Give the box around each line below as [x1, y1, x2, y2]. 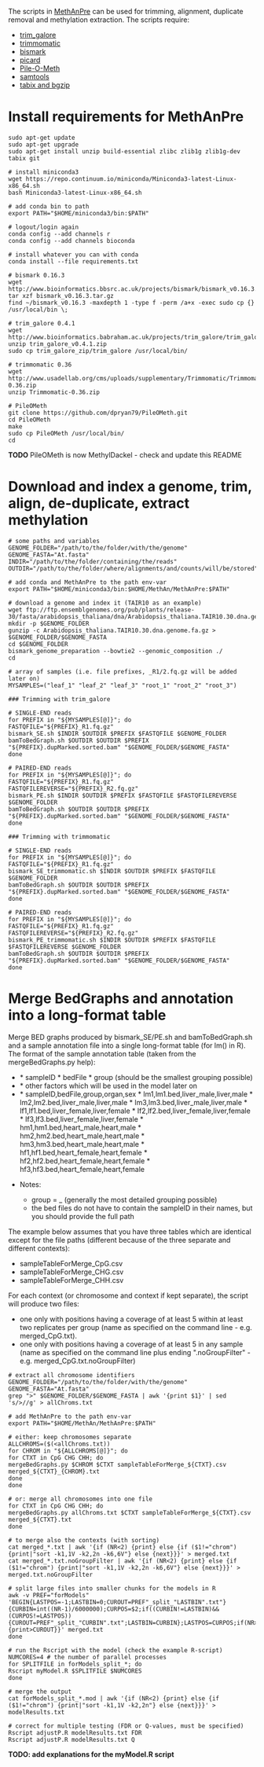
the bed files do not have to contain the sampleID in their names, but [31, 1203, 253, 1213]
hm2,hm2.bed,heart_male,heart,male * [19, 1131, 145, 1141]
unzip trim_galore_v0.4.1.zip [8, 340, 108, 348]
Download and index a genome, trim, [8, 478, 253, 496]
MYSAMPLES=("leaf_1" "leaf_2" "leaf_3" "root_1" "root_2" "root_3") [8, 681, 237, 689]
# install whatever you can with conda [8, 251, 139, 259]
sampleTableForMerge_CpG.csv [19, 1258, 123, 1268]
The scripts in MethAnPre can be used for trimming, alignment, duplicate [8, 7, 244, 16]
